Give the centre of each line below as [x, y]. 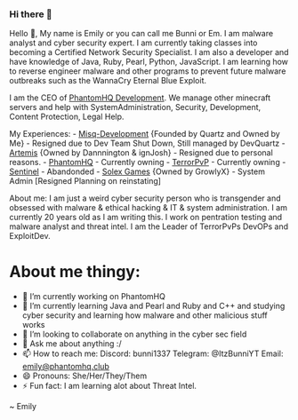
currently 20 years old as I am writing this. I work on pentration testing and [146, 218]
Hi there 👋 [31, 14]
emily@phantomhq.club [65, 367]
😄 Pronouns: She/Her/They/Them [85, 376]
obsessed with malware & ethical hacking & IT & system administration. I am [148, 208]
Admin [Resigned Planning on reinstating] [85, 181]
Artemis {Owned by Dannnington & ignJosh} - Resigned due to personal [141, 153]
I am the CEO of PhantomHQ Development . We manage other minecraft [140, 98]
